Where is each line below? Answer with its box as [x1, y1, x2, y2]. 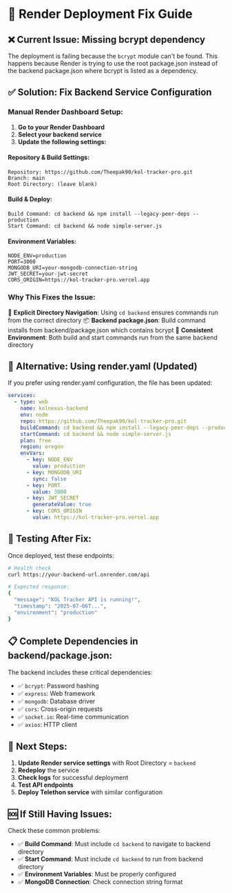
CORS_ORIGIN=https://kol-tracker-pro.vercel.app [8, 277, 150, 283]
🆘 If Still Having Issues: [8, 808, 112, 820]
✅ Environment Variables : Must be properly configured [17, 870, 176, 879]
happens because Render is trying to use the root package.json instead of [8, 59, 218, 68]
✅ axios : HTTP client [17, 720, 78, 728]
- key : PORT [25, 482, 61, 489]
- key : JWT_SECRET [25, 494, 79, 502]
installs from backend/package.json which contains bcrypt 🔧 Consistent [8, 325, 213, 334]
